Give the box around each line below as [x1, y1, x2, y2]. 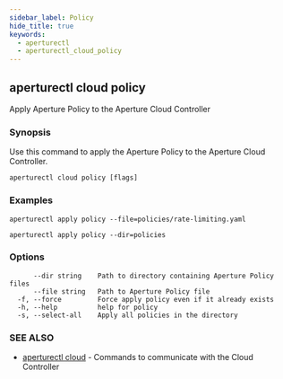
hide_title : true [9, 22, 74, 31]
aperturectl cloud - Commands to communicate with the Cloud [21, 352, 253, 363]
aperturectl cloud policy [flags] [9, 173, 139, 182]
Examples [9, 194, 54, 207]
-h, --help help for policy [17, 303, 159, 312]
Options [9, 251, 45, 263]
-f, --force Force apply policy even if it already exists [17, 295, 275, 304]
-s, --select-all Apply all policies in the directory [17, 311, 239, 320]
